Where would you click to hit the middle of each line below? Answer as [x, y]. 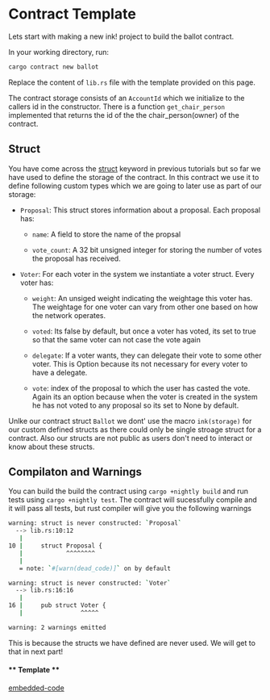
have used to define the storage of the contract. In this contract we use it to [134, 177]
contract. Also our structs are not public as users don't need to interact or [131, 438]
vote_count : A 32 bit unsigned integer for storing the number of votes [147, 249]
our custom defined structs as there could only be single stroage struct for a [135, 430]
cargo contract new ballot [54, 67]
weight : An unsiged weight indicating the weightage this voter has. [142, 298]
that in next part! [36, 652]
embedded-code [36, 688]
